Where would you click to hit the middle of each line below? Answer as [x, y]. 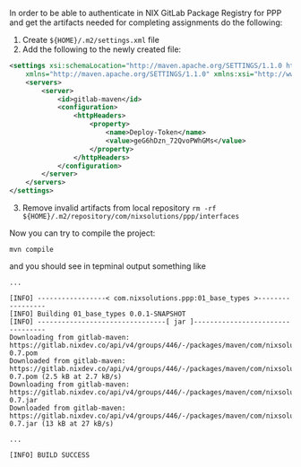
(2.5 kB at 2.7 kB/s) [82, 376]
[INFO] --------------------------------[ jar [98, 322]
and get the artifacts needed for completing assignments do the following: [146, 22]
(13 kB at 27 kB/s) [78, 424]
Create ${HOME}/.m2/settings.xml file [90, 40]
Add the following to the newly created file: [102, 49]
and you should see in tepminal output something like [107, 266]
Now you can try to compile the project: [82, 233]
